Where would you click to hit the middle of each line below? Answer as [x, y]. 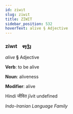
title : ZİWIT [19, 19]
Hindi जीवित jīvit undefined [31, 96]
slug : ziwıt [17, 14]
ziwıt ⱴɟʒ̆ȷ [18, 46]
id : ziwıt [15, 10]
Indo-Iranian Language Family [36, 106]
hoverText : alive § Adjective [37, 28]
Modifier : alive [20, 86]
